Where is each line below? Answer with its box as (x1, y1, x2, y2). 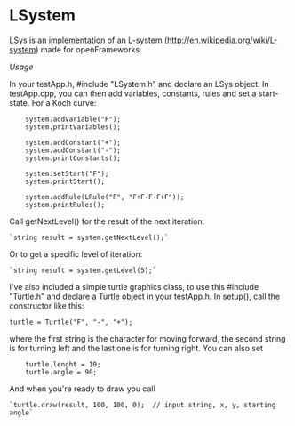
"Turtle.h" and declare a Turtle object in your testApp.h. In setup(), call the (9, 291, 281, 301)
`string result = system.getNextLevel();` (9, 233, 169, 242)
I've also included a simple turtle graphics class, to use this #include (9, 281, 259, 292)
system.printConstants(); (25, 153, 122, 163)
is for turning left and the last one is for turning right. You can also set (9, 342, 264, 353)
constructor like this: (9, 300, 84, 311)
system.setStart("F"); (25, 169, 109, 178)
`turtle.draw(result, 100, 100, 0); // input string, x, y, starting (9, 400, 276, 409)
